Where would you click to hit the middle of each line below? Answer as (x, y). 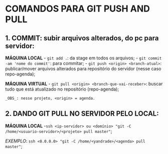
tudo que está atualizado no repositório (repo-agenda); (62, 89)
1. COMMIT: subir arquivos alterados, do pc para (82, 38)
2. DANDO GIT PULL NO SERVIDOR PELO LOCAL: (82, 114)
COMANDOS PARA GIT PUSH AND (78, 9)
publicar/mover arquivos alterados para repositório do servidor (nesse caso (83, 69)
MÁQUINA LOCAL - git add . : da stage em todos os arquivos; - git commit (83, 58)
